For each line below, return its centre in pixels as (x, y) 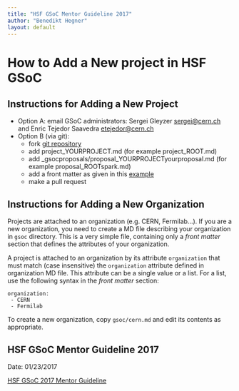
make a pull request (57, 182)
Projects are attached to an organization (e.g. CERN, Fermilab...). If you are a (119, 221)
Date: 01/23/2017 (32, 367)
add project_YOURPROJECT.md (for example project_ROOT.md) (123, 151)
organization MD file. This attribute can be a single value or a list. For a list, (117, 273)
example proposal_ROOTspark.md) (80, 167)
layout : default (31, 27)
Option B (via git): (44, 136)
